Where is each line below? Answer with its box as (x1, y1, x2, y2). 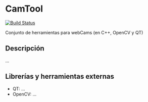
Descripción (5, 44, 44, 53)
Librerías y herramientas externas (5, 72, 115, 81)
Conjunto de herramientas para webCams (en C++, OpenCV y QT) (5, 29, 143, 35)
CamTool (5, 3, 43, 15)
